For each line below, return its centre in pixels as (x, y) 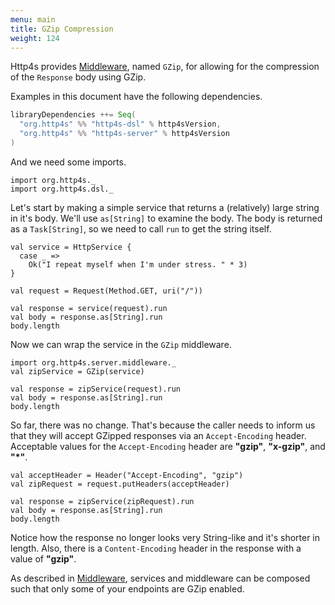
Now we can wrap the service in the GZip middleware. (121, 344)
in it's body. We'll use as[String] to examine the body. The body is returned (166, 218)
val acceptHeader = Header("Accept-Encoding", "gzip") (127, 475)
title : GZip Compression (62, 29)
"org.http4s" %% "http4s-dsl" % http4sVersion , (120, 124)
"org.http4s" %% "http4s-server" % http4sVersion (124, 134)
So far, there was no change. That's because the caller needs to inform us (163, 425)
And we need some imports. (68, 162)
